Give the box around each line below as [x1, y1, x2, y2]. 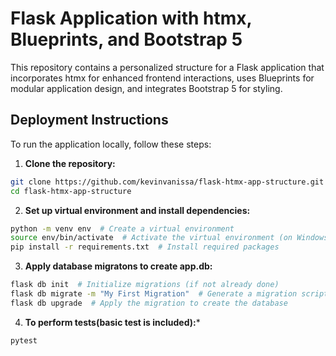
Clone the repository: [24, 157, 116, 169]
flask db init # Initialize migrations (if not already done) [10, 280, 280, 290]
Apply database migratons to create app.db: [24, 260, 213, 272]
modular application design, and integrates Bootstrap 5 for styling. [10, 82, 283, 94]
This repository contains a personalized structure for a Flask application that [10, 61, 325, 73]
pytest [10, 335, 38, 346]
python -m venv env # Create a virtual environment [10, 223, 235, 234]
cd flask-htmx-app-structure [10, 186, 132, 196]
